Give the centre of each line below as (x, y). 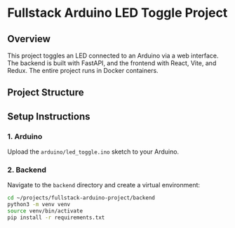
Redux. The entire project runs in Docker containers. (83, 71)
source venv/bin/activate (45, 211)
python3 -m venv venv (39, 205)
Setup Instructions (49, 116)
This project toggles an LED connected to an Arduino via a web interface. (113, 55)
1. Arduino (25, 136)
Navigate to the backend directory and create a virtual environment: (104, 185)
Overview (29, 39)
